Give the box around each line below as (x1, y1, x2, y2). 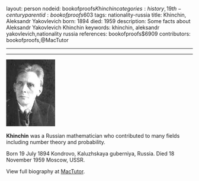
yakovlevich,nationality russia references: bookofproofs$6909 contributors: (6, 30, 191, 37)
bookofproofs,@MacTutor (6, 37, 69, 43)
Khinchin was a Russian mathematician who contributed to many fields (6, 132, 180, 139)
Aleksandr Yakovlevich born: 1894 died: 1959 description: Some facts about (6, 18, 191, 24)
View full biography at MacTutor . (6, 168, 85, 174)
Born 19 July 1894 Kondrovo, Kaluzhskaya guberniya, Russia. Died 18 (6, 150, 175, 157)
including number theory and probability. (6, 139, 105, 145)
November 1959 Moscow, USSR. (6, 157, 85, 163)
